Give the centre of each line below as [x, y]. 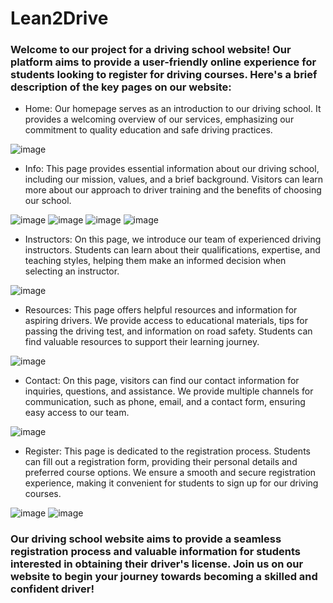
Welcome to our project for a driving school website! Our [151, 50]
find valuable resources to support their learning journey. [142, 342]
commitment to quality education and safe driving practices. [148, 130]
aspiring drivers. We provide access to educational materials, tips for [166, 321]
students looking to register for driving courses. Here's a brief [164, 75]
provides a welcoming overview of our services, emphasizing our [159, 119]
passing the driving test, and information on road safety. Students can [168, 331]
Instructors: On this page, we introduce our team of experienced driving [173, 239]
